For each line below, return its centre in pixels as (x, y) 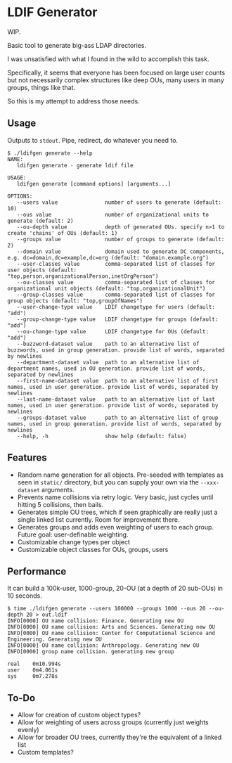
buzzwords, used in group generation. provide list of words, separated (116, 350)
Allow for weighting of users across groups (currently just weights (113, 722)
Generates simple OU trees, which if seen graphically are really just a (117, 512)
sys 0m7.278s (33, 677)
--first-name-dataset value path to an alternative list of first (117, 380)
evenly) (28, 730)
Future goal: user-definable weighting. (73, 534)
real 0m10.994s (34, 664)
